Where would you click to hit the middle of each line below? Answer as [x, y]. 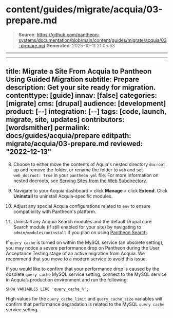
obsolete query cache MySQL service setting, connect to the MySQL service [86, 274]
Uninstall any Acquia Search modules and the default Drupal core [82, 221]
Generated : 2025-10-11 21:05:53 [81, 45]
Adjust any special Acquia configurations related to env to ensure [82, 206]
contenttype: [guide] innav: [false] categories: [81, 95]
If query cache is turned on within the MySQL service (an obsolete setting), [85, 242]
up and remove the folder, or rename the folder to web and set [78, 170]
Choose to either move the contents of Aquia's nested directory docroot [89, 164]
